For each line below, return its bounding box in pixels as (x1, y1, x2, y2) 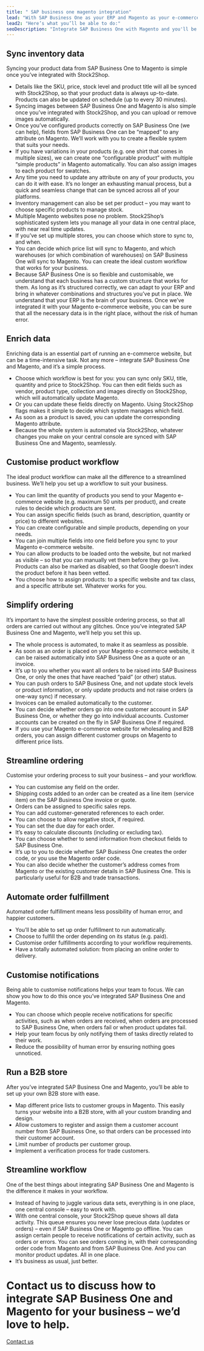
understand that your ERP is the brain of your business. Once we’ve (15, 297, 185, 304)
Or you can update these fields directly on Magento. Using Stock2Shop (15, 400, 194, 408)
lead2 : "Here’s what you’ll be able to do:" (6, 20, 121, 26)
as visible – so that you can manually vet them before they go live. (15, 556, 180, 564)
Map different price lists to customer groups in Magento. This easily (15, 1101, 185, 1109)
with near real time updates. (15, 225, 86, 233)
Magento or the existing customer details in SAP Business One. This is (15, 868, 191, 875)
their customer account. (15, 1134, 75, 1141)
